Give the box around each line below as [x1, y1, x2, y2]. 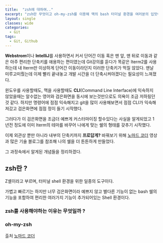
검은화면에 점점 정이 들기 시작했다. [17, 105, 83, 111]
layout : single [5, 16, 36, 21]
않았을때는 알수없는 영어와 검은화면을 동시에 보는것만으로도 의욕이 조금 [5, 93, 139, 99]
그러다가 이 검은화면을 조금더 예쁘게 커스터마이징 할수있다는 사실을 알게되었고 [5, 116, 152, 121]
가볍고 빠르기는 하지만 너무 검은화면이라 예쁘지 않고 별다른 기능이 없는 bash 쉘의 [5, 188, 157, 194]
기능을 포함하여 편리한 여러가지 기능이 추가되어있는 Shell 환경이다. [5, 194, 130, 200]
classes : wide [5, 20, 34, 26]
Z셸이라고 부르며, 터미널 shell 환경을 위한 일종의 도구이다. [5, 178, 114, 184]
